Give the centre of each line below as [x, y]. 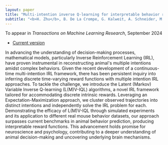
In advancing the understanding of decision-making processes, [70, 52]
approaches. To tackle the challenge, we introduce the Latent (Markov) [78, 84]
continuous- [147, 68]
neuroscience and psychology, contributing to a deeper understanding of [81, 132]
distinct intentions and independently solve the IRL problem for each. [76, 106]
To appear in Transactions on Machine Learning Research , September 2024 [84, 33]
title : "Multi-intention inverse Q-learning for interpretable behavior [82, 14]
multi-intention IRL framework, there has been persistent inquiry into [85, 74]
